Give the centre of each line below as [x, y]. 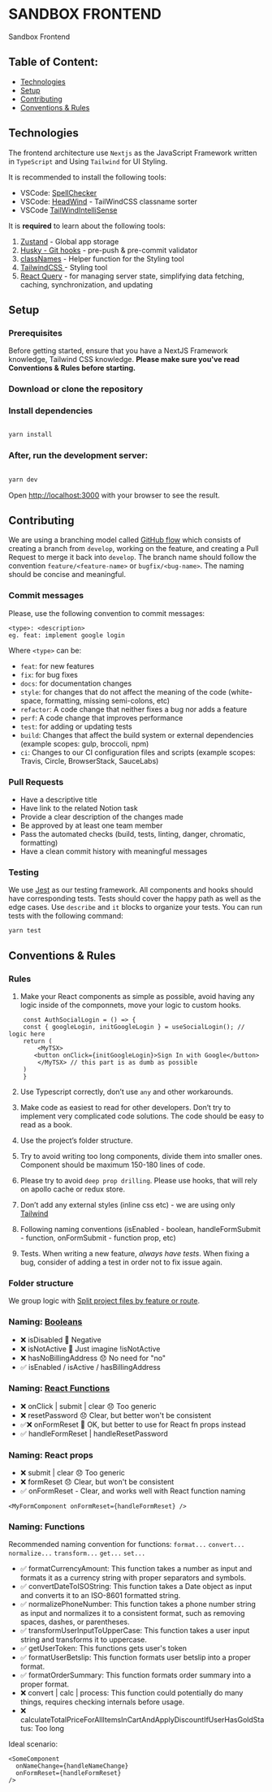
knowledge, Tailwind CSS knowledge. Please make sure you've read [124, 360]
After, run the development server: [78, 455]
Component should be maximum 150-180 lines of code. [112, 1165]
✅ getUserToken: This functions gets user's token [103, 1648]
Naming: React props [51, 1455]
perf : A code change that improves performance [101, 717]
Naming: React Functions [59, 1389]
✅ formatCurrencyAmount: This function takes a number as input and [136, 1569]
